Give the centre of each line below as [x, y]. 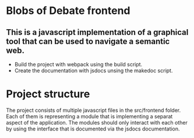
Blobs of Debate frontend [68, 11]
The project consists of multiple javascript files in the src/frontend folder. [94, 110]
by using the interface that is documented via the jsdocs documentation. [93, 129]
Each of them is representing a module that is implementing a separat [89, 116]
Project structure [48, 94]
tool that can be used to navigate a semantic [88, 41]
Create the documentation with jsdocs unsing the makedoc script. [94, 70]
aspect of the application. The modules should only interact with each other [97, 122]
